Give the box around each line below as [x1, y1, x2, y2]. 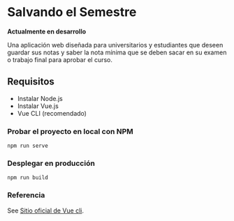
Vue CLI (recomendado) [17, 109, 87, 117]
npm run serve [7, 142, 49, 150]
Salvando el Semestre [7, 4, 137, 20]
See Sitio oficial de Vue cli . [7, 206, 85, 215]
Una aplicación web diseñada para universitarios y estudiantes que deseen [7, 40, 224, 49]
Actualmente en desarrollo [7, 27, 87, 36]
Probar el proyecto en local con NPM [7, 126, 134, 136]
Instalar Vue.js [17, 102, 59, 110]
